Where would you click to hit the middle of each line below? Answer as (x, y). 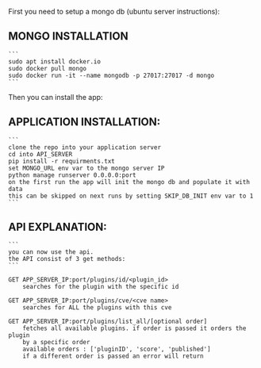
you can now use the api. (51, 252)
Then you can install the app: (56, 97)
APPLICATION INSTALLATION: (84, 122)
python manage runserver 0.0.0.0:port (72, 175)
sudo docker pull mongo (48, 68)
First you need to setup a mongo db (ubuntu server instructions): (114, 11)
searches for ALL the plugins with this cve (97, 308)
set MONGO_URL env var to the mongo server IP (86, 168)
